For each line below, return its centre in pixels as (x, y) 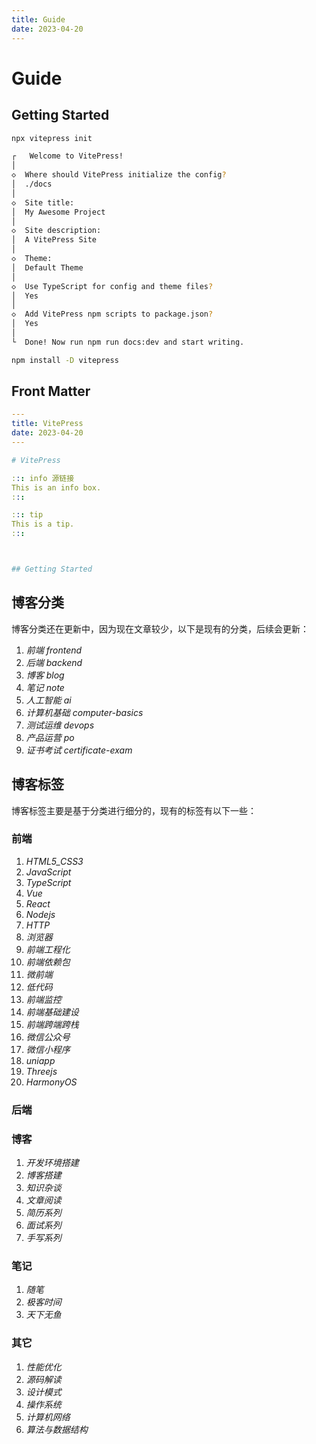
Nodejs (40, 914)
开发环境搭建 (52, 1163)
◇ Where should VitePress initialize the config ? (119, 175)
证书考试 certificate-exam (79, 750)
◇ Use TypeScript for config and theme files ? (112, 286)
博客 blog (45, 675)
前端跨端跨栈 (52, 1024)
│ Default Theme (47, 267)
